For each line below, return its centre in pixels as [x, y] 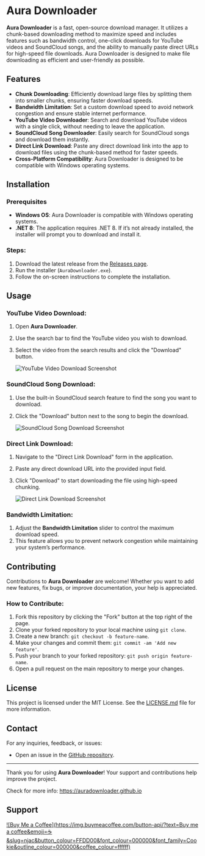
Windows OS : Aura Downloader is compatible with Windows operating [104, 215]
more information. [29, 709]
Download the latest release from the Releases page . [81, 264]
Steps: [16, 250]
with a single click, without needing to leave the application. [90, 126]
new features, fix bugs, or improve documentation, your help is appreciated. [102, 588]
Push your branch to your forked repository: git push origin [92, 656]
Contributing [31, 566]
